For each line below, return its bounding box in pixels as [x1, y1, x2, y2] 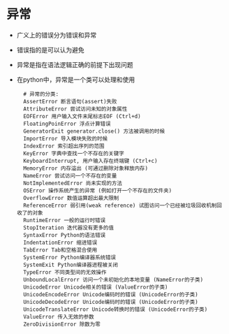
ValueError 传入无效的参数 [23, 313, 95, 320]
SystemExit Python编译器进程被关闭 [23, 261, 118, 268]
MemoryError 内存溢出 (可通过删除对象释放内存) [23, 165, 148, 172]
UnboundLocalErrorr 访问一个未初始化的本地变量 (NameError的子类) [23, 276, 204, 283]
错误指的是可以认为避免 [16, 45, 84, 54]
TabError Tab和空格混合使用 [23, 246, 98, 254]
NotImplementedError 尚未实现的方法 [23, 180, 123, 187]
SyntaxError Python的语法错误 [23, 231, 106, 238]
